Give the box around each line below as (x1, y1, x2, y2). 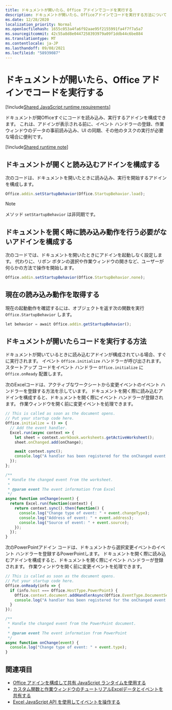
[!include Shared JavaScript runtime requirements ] (5, 104, 111, 110)
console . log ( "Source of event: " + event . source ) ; (18, 520, 130, 525)
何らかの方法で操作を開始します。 (5, 264, 77, 270)
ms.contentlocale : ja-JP (5, 41, 58, 46)
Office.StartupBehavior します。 (5, 311, 75, 318)
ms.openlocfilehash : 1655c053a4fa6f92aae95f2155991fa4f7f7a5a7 (5, 27, 143, 32)
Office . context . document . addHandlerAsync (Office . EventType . (14, 593, 145, 598)
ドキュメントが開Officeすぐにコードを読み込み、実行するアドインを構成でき (5, 115, 166, 121)
